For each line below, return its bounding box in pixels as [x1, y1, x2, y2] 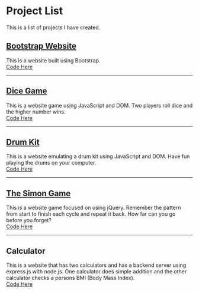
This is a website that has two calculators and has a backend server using [6, 262, 187, 269]
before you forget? [6, 217, 52, 224]
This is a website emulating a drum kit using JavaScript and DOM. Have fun [6, 153, 190, 160]
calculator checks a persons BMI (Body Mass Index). [6, 275, 135, 281]
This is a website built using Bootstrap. [6, 56, 101, 64]
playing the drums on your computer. [6, 159, 97, 166]
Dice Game [6, 86, 47, 96]
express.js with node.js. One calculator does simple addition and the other [6, 268, 187, 275]
